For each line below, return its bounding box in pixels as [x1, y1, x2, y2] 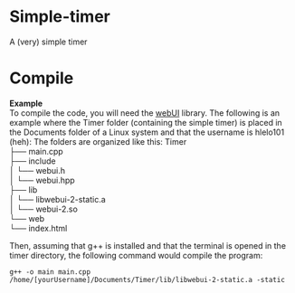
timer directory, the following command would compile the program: [9, 250, 263, 260]
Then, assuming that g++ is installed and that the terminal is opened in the [9, 240, 287, 250]
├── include [9, 156, 56, 166]
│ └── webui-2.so [9, 203, 79, 214]
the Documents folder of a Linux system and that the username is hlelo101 [9, 127, 285, 137]
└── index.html [9, 222, 68, 233]
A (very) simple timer [9, 36, 88, 47]
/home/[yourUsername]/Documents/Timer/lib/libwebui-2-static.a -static [9, 275, 285, 284]
